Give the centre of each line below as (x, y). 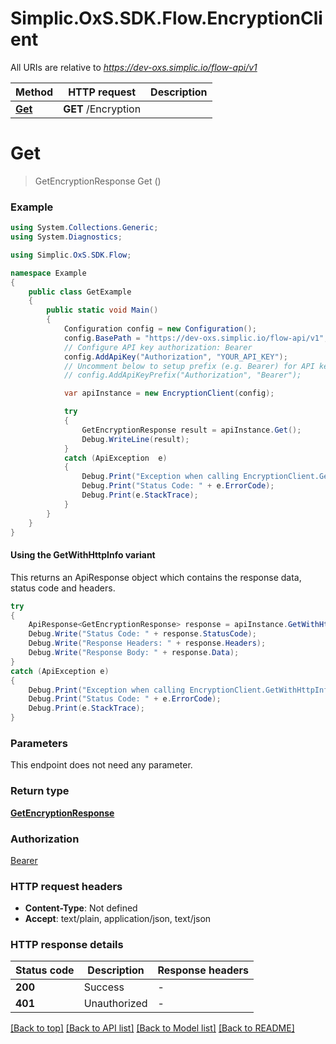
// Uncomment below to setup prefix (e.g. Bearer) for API (189, 366)
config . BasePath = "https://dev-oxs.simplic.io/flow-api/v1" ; (196, 338)
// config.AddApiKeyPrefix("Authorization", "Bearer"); (182, 375)
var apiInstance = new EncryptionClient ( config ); (169, 393)
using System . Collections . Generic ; (84, 228)
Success (104, 987)
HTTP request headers (66, 886)
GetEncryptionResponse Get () (98, 181)
